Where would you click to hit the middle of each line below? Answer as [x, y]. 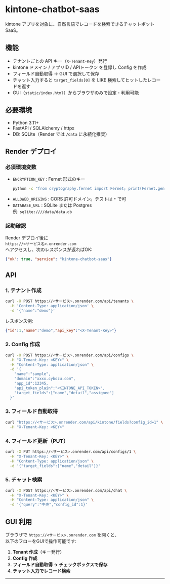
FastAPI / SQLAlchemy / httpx [44, 128]
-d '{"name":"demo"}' [33, 310]
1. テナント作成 [24, 290]
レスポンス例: [19, 321]
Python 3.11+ [26, 122]
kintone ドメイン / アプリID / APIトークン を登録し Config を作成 [79, 67]
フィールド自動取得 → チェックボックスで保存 [60, 564]
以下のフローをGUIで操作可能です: [41, 541]
